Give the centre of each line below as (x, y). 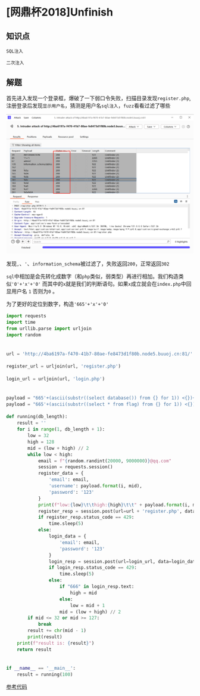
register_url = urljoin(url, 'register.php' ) (63, 366)
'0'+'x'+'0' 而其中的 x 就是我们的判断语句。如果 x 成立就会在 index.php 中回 (101, 284)
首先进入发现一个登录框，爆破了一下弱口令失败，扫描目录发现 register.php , (99, 98)
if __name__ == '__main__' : (41, 669)
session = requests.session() (75, 467)
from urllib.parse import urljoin (49, 329)
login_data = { (67, 536)
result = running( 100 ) (45, 675)
